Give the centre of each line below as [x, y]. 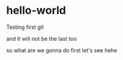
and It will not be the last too [42, 38]
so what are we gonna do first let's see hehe [62, 50]
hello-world [36, 10]
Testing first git [25, 27]
